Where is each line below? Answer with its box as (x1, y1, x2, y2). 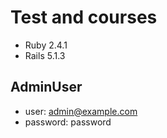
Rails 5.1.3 (24, 49, 66, 61)
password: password (24, 116, 112, 128)
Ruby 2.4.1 (24, 39, 68, 51)
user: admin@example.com (24, 105, 138, 117)
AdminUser (10, 79, 83, 96)
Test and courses (10, 6, 158, 29)
